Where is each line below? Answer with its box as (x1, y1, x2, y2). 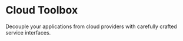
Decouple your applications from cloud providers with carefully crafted (5, 23, 177, 30)
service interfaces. (5, 29, 51, 36)
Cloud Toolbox (5, 4, 78, 17)
